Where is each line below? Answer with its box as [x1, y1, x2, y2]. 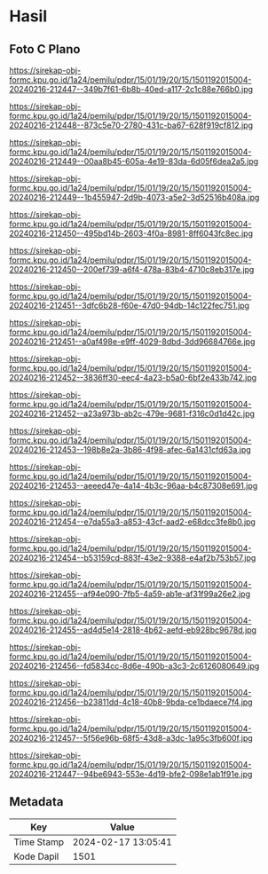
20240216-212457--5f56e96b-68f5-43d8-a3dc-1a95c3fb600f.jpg [9, 733, 253, 743]
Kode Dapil [13, 850, 59, 862]
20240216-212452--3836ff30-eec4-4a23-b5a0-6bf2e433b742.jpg [9, 373, 257, 382]
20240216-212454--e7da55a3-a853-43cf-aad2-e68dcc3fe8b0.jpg [9, 516, 256, 527]
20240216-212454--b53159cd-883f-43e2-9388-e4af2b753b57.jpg [9, 553, 256, 563]
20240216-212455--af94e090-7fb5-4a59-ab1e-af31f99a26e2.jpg [9, 588, 251, 599]
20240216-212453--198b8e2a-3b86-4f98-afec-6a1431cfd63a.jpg [9, 445, 251, 454]
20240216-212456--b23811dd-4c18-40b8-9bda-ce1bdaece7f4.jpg [9, 697, 253, 707]
